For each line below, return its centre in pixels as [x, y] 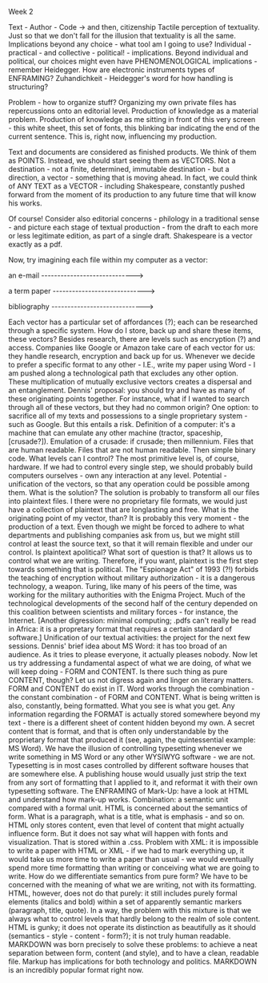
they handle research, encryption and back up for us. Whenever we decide [132, 356]
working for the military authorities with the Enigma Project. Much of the [127, 595]
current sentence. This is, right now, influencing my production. [113, 136]
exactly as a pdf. [35, 244]
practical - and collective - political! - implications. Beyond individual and [128, 53]
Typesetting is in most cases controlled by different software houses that [129, 765]
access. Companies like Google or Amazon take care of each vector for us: [132, 347]
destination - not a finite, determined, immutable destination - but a [119, 169]
